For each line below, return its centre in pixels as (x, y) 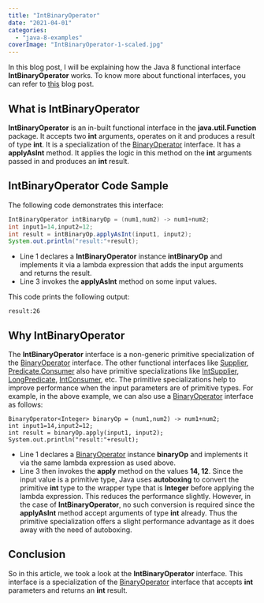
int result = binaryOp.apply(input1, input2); (86, 433)
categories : (28, 30)
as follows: (26, 405)
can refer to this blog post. (51, 84)
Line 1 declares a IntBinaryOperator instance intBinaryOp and (121, 256)
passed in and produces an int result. (69, 161)
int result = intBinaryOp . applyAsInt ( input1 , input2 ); (100, 234)
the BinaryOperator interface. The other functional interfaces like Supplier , (129, 363)
